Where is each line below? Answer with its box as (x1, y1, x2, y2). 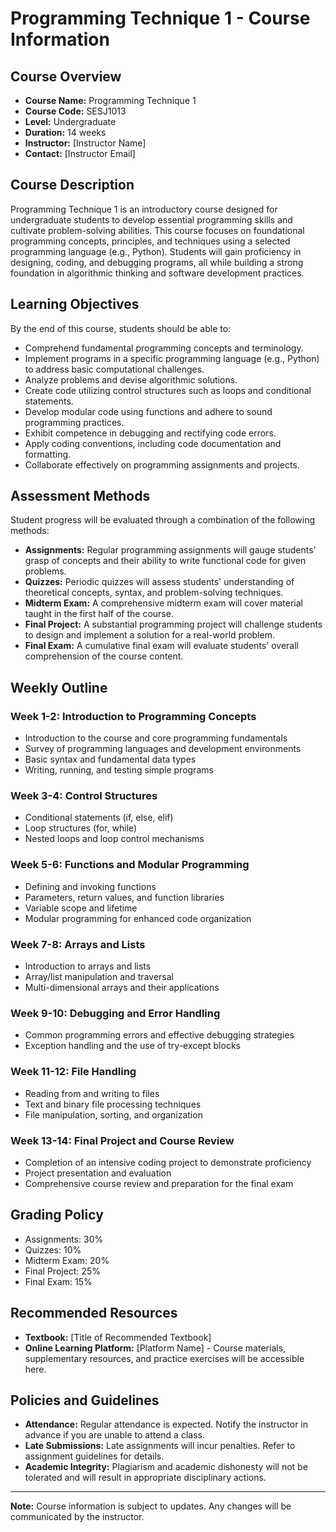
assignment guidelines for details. (24, 1450, 165, 1462)
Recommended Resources (10, 1305, 178, 1322)
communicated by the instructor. (10, 1511, 145, 1523)
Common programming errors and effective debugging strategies (24, 1029, 295, 1041)
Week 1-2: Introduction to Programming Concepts (10, 709, 257, 723)
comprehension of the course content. (24, 650, 184, 662)
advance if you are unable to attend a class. (24, 1429, 205, 1441)
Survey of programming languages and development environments (24, 743, 302, 755)
